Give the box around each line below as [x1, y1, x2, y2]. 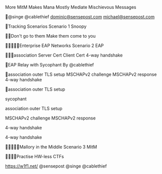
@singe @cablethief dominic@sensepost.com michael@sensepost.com [8, 14, 155, 19]
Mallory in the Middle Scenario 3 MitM [19, 144, 98, 150]
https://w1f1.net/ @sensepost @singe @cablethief [5, 163, 107, 169]
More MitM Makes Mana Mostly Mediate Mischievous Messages [5, 4, 136, 10]
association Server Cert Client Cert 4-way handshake [13, 52, 123, 58]
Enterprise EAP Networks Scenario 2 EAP [19, 43, 104, 49]
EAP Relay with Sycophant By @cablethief [8, 62, 94, 67]
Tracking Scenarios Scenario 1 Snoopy [8, 23, 87, 29]
